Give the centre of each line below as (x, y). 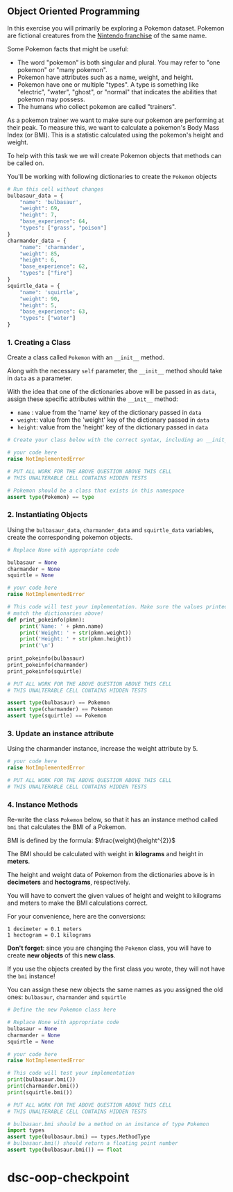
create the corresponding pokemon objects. (70, 537)
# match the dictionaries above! (55, 613)
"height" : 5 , (38, 305)
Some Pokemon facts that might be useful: (68, 49)
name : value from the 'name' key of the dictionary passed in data (109, 413)
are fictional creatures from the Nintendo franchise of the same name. (107, 35)
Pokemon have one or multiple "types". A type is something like (108, 84)
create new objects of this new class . (61, 955)
